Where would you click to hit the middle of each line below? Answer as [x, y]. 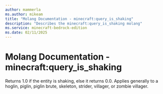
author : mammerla [23, 10]
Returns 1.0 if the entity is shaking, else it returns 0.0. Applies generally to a [82, 81]
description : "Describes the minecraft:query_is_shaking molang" [74, 23]
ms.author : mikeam [24, 14]
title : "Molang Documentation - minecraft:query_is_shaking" [69, 19]
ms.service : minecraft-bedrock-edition [46, 28]
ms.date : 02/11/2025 [26, 32]
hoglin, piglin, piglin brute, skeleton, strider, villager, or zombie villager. [77, 86]
